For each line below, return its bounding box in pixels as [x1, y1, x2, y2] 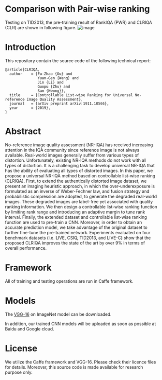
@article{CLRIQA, [5, 67, 40, 72]
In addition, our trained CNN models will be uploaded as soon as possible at [5, 321, 156, 327]
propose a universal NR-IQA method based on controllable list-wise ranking [5, 173, 156, 178]
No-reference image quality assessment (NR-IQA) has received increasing [5, 142, 153, 148]
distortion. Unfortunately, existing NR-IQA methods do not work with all [5, 157, 147, 163]
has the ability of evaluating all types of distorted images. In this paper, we [5, 168, 153, 173]
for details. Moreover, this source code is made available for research [5, 364, 144, 370]
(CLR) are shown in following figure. [5, 24, 76, 30]
